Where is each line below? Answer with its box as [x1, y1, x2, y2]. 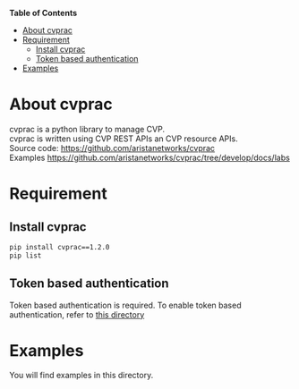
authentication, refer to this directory [9, 309, 145, 320]
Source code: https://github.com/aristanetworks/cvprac [9, 142, 216, 153]
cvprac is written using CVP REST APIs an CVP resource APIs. [9, 133, 239, 144]
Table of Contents [9, 8, 78, 18]
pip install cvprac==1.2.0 [9, 242, 110, 251]
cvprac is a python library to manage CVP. [9, 123, 166, 134]
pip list [9, 250, 42, 260]
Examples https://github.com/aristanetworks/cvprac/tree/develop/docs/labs [9, 152, 291, 163]
